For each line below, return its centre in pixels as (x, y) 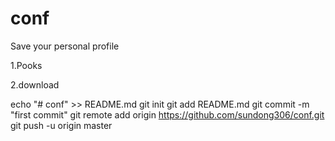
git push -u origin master (61, 125)
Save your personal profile (65, 46)
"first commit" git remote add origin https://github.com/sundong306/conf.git (167, 114)
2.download (35, 84)
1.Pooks (26, 65)
